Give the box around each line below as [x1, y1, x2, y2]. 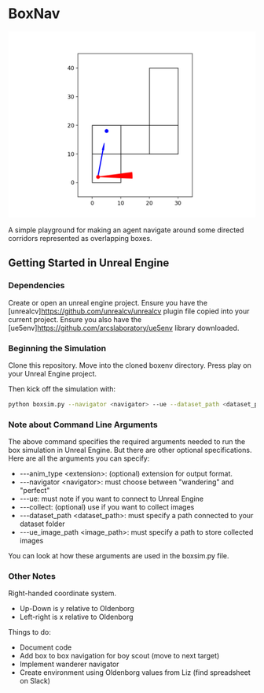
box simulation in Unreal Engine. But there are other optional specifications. [8, 446, 252, 455]
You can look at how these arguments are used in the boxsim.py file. [8, 551, 229, 561]
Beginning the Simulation [8, 343, 107, 354]
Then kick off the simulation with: [8, 384, 116, 394]
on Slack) [19, 676, 51, 686]
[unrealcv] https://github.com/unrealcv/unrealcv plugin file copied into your [8, 306, 250, 316]
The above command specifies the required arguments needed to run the [8, 437, 246, 447]
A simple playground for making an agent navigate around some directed [8, 225, 244, 235]
